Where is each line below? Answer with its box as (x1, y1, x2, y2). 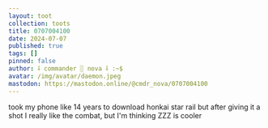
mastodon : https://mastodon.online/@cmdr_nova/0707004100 (8, 79, 208, 87)
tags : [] (8, 49, 38, 58)
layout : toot (8, 11, 53, 20)
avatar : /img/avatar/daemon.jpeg (8, 72, 121, 80)
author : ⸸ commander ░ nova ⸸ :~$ (8, 65, 123, 73)
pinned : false (8, 58, 57, 66)
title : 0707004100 (8, 27, 70, 35)
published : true (8, 42, 63, 50)
